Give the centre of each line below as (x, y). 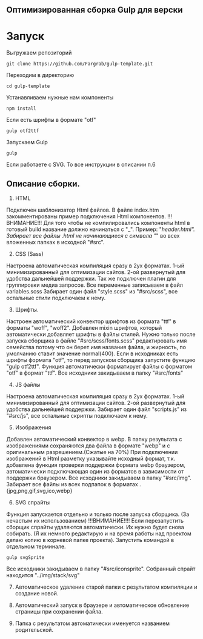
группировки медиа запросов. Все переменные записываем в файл (95, 285)
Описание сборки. (43, 183)
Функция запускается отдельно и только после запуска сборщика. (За (98, 514)
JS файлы (28, 385)
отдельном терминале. (36, 547)
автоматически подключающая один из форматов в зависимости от (95, 472)
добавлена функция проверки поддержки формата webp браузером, (96, 465)
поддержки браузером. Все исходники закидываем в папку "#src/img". (99, 478)
